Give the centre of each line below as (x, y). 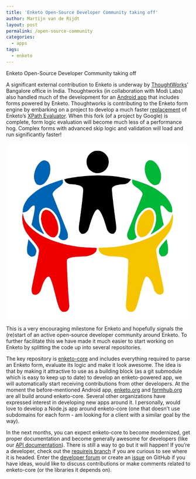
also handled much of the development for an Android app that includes (93, 97)
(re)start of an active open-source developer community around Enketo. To (97, 335)
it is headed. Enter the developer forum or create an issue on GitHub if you (96, 457)
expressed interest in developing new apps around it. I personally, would (93, 402)
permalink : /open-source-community (49, 31)
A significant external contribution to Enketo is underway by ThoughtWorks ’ (97, 85)
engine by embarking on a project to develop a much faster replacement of (97, 109)
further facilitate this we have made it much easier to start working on (90, 341)
